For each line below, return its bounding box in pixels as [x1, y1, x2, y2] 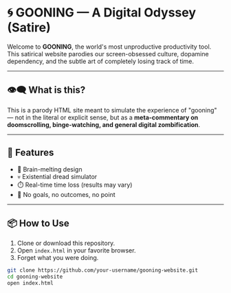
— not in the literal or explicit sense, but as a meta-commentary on [7, 113, 199, 121]
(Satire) [7, 20, 51, 36]
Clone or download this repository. [16, 239, 115, 248]
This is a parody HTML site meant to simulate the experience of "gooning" [7, 106, 218, 114]
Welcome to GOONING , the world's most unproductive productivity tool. [7, 43, 212, 51]
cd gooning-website [7, 273, 63, 281]
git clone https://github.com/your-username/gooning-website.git [7, 267, 198, 274]
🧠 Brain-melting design [16, 165, 82, 173]
